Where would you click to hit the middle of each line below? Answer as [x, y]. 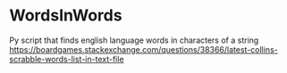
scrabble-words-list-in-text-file [67, 59]
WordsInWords [66, 16]
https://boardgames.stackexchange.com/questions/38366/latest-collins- [144, 49]
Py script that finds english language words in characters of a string [134, 40]
